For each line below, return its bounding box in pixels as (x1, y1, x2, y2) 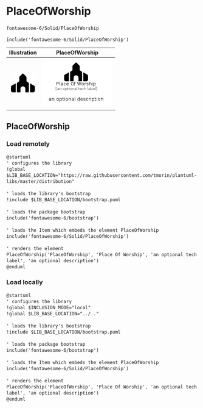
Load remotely (6, 139, 50, 148)
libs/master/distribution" (6, 178, 75, 184)
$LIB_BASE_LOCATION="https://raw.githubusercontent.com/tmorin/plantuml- (6, 172, 198, 178)
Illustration (9, 49, 38, 56)
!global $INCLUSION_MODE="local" (6, 305, 91, 311)
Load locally (6, 277, 43, 286)
